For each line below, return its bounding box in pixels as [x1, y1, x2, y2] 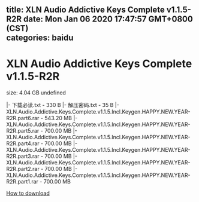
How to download [6, 189, 50, 197]
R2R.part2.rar [6, 166, 40, 173]
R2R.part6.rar [6, 115, 40, 122]
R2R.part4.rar [6, 140, 40, 147]
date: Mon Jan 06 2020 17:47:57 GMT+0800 [23, 14, 193, 25]
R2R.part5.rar [6, 127, 40, 134]
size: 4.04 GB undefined [6, 89, 66, 96]
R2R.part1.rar [6, 178, 39, 185]
